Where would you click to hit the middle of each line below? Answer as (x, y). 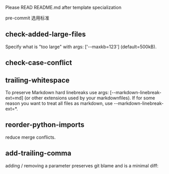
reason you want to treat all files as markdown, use (59, 103)
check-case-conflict (39, 63)
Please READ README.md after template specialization (64, 7)
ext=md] (14, 98)
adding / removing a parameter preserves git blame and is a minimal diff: (82, 165)
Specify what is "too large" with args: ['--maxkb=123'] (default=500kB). (81, 47)
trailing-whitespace (38, 80)
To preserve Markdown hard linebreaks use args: (57, 93)
